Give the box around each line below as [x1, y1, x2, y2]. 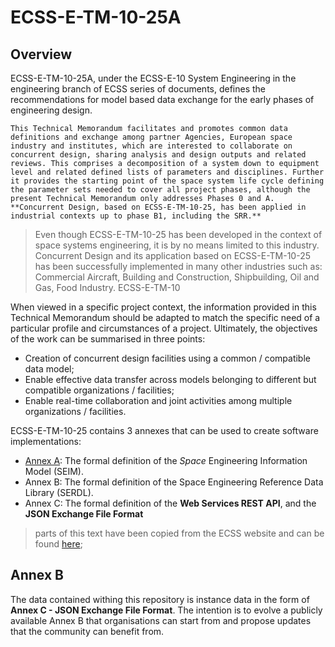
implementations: [10, 436, 82, 447]
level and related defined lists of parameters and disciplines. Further [10, 167, 325, 177]
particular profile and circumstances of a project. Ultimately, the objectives [10, 322, 318, 334]
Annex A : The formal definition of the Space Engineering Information [24, 455, 308, 466]
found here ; [34, 538, 83, 550]
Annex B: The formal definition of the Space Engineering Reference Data [24, 476, 324, 488]
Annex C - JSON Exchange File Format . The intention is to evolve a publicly [10, 604, 323, 616]
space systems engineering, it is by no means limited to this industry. [34, 239, 320, 251]
